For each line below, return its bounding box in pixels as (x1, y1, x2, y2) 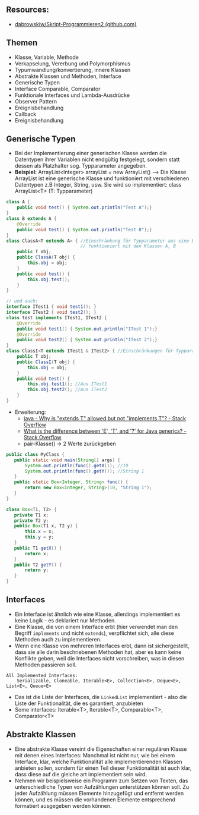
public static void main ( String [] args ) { (14, 457, 120, 463)
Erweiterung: (14, 408, 46, 416)
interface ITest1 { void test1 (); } (6, 304, 97, 310)
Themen (6, 38, 38, 48)
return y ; (24, 567, 49, 573)
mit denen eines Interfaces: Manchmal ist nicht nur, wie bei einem (14, 751, 175, 759)
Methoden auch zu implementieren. (14, 635, 102, 643)
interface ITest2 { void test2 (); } (6, 309, 97, 316)
